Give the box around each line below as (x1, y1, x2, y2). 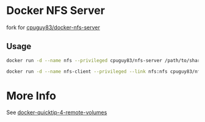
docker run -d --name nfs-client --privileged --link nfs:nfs (6, 68, 168, 75)
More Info (6, 89, 57, 103)
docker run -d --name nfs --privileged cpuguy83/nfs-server (6, 57, 163, 64)
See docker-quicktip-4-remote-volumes (6, 109, 107, 116)
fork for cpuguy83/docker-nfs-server (6, 24, 101, 31)
